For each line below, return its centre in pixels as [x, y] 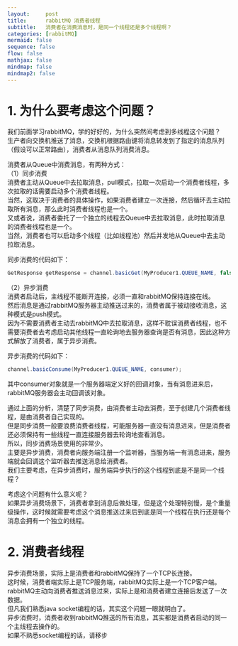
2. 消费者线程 [46, 552]
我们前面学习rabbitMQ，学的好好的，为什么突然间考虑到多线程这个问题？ [114, 131]
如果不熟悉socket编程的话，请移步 [57, 635]
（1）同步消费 [27, 173]
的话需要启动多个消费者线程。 [69, 191]
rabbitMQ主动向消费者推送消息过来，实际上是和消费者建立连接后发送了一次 [117, 591]
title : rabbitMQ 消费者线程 [54, 21]
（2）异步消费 [28, 288]
